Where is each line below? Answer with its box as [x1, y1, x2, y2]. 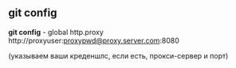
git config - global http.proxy [8, 27, 104, 36]
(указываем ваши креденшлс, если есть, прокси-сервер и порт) [8, 51, 229, 60]
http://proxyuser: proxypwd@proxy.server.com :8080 [8, 36, 179, 45]
